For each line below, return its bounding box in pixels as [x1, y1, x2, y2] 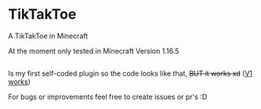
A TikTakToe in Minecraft [8, 31, 89, 40]
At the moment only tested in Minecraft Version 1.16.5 [8, 46, 179, 55]
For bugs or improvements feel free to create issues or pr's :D [8, 92, 208, 102]
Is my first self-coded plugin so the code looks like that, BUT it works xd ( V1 [8, 69, 253, 79]
